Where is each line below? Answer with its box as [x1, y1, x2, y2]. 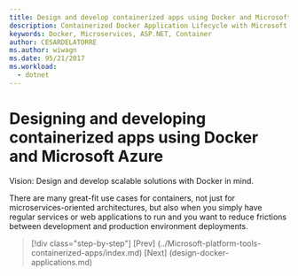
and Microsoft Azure [9, 146, 164, 166]
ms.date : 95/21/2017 [9, 54, 86, 63]
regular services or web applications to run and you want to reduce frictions [9, 211, 286, 222]
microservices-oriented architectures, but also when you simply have [9, 202, 263, 212]
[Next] [144, 247, 168, 257]
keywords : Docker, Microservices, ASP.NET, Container [9, 29, 213, 38]
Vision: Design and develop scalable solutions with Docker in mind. [9, 175, 255, 186]
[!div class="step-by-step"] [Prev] [30, 238, 156, 249]
